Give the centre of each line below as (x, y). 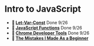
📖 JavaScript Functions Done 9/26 (47, 27)
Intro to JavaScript (43, 9)
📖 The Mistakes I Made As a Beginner (50, 38)
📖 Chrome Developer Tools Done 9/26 (50, 33)
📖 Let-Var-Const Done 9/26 (40, 23)
